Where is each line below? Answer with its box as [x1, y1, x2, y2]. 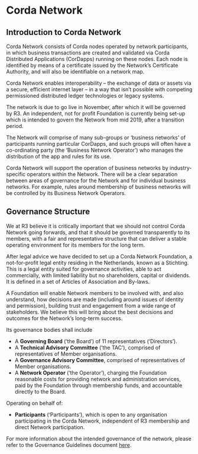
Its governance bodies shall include [6, 326, 93, 333]
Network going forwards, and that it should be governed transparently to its [6, 229, 190, 236]
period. [6, 123, 24, 129]
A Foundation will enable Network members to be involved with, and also [6, 289, 184, 296]
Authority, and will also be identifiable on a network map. [6, 68, 145, 75]
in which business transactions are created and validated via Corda [6, 49, 170, 56]
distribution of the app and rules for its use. [6, 153, 112, 160]
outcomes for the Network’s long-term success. [6, 315, 123, 322]
